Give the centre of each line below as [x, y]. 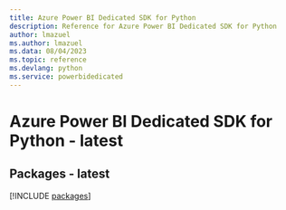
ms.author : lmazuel [46, 43]
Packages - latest [60, 174]
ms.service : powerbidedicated [67, 77]
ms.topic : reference [48, 60]
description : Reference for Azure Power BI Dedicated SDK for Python [143, 26]
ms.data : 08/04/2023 [48, 52]
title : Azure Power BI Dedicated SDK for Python [103, 18]
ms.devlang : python [46, 69]
